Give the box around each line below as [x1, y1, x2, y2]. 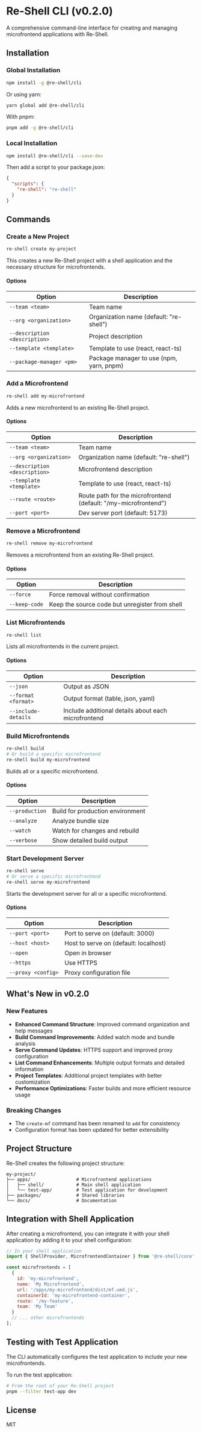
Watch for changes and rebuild [52, 826, 139, 835]
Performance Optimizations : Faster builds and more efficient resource [14, 1084, 191, 1091]
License [6, 1405, 37, 1415]
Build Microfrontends [6, 732, 70, 740]
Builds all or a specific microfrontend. [6, 767, 99, 775]
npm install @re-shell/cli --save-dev [6, 152, 103, 159]
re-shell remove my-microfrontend [6, 540, 93, 546]
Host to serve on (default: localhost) [64, 938, 167, 947]
